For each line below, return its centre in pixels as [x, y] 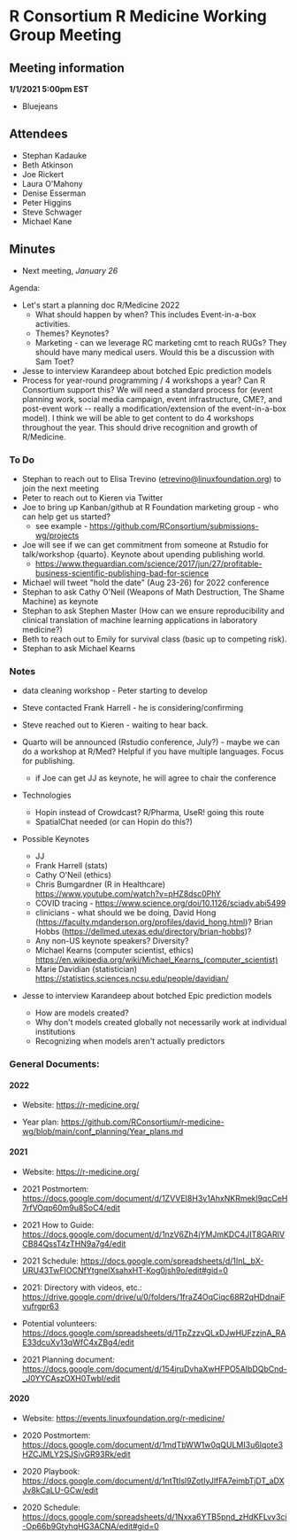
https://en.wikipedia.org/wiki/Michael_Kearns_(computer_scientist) [156, 960]
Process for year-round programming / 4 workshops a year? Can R [144, 380]
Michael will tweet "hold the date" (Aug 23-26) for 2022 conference [145, 582]
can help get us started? [66, 517]
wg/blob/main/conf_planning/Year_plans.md [103, 1132]
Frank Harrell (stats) [72, 866]
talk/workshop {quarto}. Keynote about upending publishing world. [144, 554]
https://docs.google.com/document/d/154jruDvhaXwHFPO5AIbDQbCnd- [154, 1369]
